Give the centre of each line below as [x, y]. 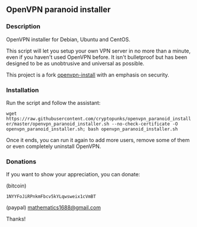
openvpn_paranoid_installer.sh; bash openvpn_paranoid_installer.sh [92, 129]
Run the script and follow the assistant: [53, 103]
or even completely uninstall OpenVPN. [54, 146]
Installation [23, 90]
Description [23, 27]
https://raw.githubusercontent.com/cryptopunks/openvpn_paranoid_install [99, 119]
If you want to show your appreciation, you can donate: [73, 175]
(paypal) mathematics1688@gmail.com [54, 208]
